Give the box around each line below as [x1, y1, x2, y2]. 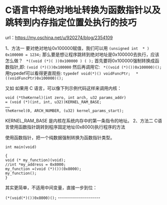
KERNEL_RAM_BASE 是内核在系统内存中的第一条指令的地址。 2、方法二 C [5, 117, 158, 123]
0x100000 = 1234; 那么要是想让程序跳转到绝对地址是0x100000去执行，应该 [5, 51, 159, 57]
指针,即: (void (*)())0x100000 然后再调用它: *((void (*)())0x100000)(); [9, 63, 162, 70]
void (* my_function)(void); [5, 157, 66, 162]
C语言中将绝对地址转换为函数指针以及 [5, 4, 161, 16]
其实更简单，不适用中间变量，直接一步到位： [5, 184, 97, 190]
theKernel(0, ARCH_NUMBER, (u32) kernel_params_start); [5, 108, 124, 113]
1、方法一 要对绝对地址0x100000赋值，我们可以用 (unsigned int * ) [5, 45, 149, 51]
